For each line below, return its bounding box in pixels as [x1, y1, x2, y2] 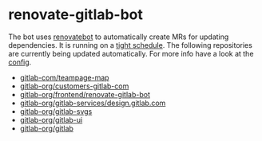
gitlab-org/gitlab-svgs [19, 106, 93, 116]
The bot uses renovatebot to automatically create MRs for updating [8, 32, 229, 41]
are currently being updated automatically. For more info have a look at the [8, 49, 254, 58]
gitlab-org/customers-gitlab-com [19, 81, 129, 91]
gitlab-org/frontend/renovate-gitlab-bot [19, 89, 150, 99]
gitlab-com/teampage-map [19, 72, 109, 82]
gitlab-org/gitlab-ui [19, 115, 83, 124]
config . [8, 57, 32, 67]
